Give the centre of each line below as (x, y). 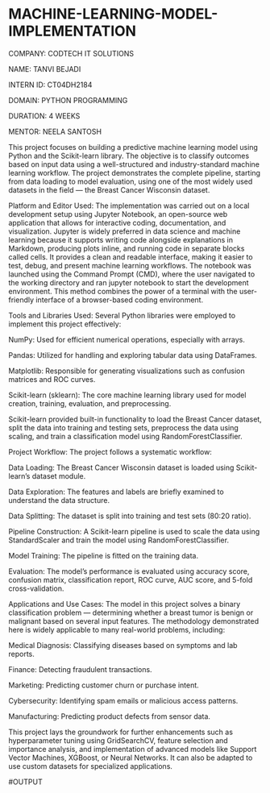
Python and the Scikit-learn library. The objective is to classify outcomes (129, 156)
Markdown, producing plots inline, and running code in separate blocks (127, 248)
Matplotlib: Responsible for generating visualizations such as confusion (127, 371)
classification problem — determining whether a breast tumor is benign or (131, 612)
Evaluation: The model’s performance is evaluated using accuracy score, (129, 571)
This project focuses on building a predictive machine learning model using (133, 147)
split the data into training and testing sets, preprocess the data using (124, 427)
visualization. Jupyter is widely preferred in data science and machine (125, 231)
